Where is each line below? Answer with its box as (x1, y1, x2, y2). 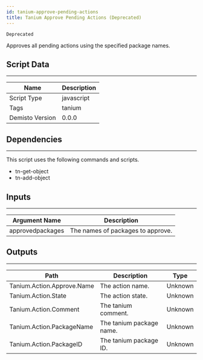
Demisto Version (9, 113, 56, 122)
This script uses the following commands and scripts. (6, 156, 140, 164)
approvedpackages (9, 226, 65, 235)
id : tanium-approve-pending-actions (6, 8, 98, 15)
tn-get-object (14, 168, 49, 175)
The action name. (100, 281, 150, 290)
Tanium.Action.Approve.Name (9, 281, 95, 290)
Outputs (6, 247, 38, 258)
